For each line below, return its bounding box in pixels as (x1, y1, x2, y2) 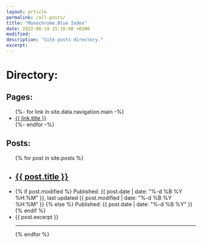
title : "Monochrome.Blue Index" (6, 20, 87, 26)
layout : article (6, 8, 47, 15)
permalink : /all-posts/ (6, 14, 66, 20)
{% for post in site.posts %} (14, 154, 84, 161)
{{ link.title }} (14, 114, 47, 121)
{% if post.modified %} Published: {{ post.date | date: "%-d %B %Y (14, 188, 183, 195)
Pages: (6, 92, 33, 102)
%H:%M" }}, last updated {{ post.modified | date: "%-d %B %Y (14, 194, 172, 201)
